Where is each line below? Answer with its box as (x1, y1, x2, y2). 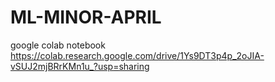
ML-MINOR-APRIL (10, 6, 162, 29)
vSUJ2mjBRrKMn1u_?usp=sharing (10, 60, 150, 72)
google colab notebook (10, 39, 106, 51)
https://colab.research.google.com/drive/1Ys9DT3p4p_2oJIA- (10, 49, 265, 61)
